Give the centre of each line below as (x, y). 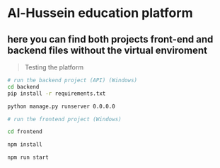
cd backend (23, 86)
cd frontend (25, 132)
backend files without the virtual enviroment (107, 50)
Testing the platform (54, 67)
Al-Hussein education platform (100, 13)
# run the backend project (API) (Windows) (73, 80)
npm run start (28, 157)
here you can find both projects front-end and (110, 39)
